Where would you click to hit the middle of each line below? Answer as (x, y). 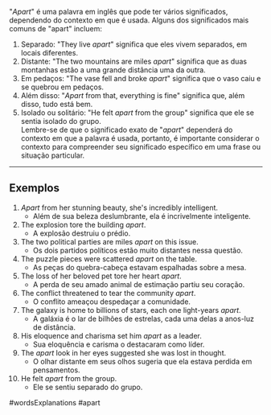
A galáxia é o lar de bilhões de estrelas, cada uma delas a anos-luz (143, 318)
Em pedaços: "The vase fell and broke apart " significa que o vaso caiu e (141, 78)
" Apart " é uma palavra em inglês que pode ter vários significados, (119, 12)
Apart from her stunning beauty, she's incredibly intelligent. (119, 207)
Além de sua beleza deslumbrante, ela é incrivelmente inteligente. (142, 216)
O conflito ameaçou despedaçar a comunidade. (112, 302)
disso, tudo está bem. (57, 104)
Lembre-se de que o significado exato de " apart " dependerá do (127, 129)
